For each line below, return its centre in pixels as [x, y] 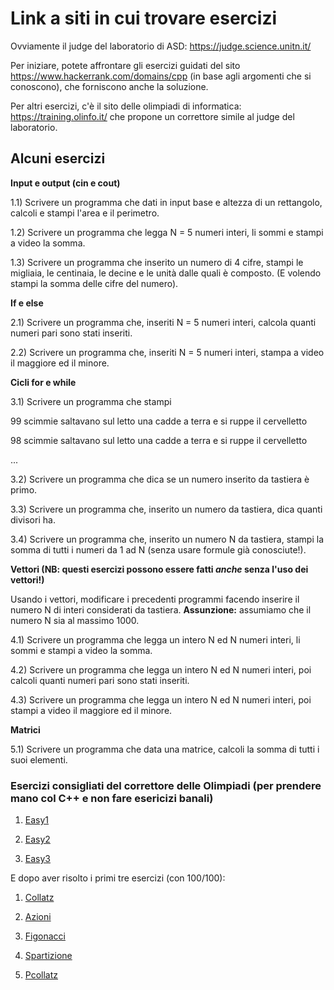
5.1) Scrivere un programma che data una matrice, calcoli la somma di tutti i [165, 749]
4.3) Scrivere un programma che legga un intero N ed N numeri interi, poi [161, 699]
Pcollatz [41, 975]
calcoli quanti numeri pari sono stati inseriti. [100, 680]
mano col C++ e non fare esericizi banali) [112, 798]
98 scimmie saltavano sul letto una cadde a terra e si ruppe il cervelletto [159, 440]
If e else [27, 303]
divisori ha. [33, 519]
